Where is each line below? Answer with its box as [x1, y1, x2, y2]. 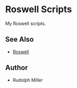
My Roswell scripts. [5, 20, 46, 26]
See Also [5, 35, 34, 44]
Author [5, 64, 28, 72]
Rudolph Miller [12, 77, 43, 83]
